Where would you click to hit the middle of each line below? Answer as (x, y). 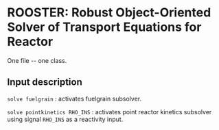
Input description (45, 82)
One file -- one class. (37, 60)
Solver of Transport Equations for (104, 27)
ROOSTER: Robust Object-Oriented (109, 13)
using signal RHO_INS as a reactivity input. (65, 119)
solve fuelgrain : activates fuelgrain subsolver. (74, 99)
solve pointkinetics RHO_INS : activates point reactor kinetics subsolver (109, 112)
